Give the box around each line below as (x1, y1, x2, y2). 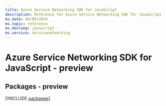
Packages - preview (5, 82, 68, 91)
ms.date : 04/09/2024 (5, 16, 48, 21)
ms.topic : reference (5, 21, 48, 26)
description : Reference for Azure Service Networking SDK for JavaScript (5, 12, 162, 17)
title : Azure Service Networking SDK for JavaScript (5, 7, 117, 12)
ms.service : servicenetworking (5, 30, 70, 35)
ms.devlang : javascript (5, 26, 55, 31)
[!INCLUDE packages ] (5, 96, 50, 101)
